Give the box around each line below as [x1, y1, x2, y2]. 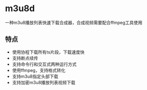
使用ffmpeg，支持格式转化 [12, 67, 66, 73]
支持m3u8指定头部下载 [12, 73, 59, 79]
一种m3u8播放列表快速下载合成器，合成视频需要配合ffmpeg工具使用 [5, 19, 143, 25]
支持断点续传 [12, 55, 38, 61]
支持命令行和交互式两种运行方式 [12, 61, 77, 67]
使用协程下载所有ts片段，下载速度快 [12, 49, 84, 55]
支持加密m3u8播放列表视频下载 [12, 79, 76, 85]
